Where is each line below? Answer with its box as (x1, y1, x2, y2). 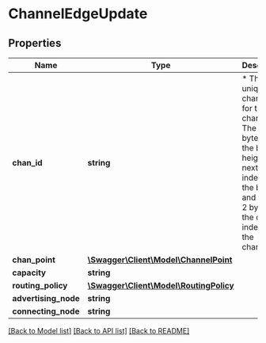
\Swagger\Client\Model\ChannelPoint (87, 254, 233, 265)
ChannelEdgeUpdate (8, 5, 148, 23)
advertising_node (12, 293, 81, 303)
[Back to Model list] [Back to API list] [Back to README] (8, 326, 190, 335)
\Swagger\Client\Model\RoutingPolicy (87, 280, 235, 291)
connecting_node (12, 306, 80, 317)
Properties (8, 36, 62, 50)
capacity (12, 267, 46, 278)
